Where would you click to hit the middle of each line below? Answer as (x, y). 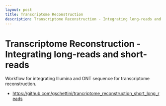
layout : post (19, 10)
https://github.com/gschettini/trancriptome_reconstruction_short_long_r (86, 94)
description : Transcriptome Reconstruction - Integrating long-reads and (83, 19)
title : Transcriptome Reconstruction (44, 14)
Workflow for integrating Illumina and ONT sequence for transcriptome (78, 79)
